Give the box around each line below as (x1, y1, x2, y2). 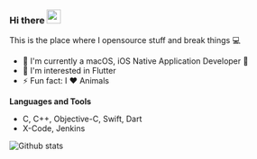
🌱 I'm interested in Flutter (22, 66, 117, 76)
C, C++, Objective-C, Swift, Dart (22, 113, 142, 125)
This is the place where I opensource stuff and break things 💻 (9, 35, 241, 46)
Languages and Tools (9, 96, 92, 107)
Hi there (9, 13, 45, 26)
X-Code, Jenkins (22, 123, 86, 134)
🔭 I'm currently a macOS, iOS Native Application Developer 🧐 (22, 56, 249, 66)
